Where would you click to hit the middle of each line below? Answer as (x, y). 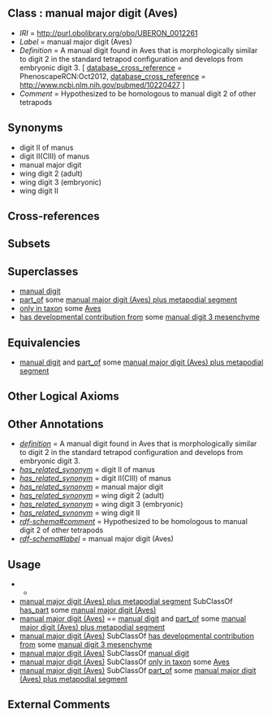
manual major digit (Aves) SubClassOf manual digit (104, 654)
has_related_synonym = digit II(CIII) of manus (95, 479)
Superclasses (43, 271)
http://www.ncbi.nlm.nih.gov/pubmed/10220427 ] (102, 85)
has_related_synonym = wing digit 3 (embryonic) (101, 505)
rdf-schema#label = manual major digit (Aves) (96, 539)
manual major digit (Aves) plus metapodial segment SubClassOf (126, 601)
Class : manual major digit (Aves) (93, 13)
